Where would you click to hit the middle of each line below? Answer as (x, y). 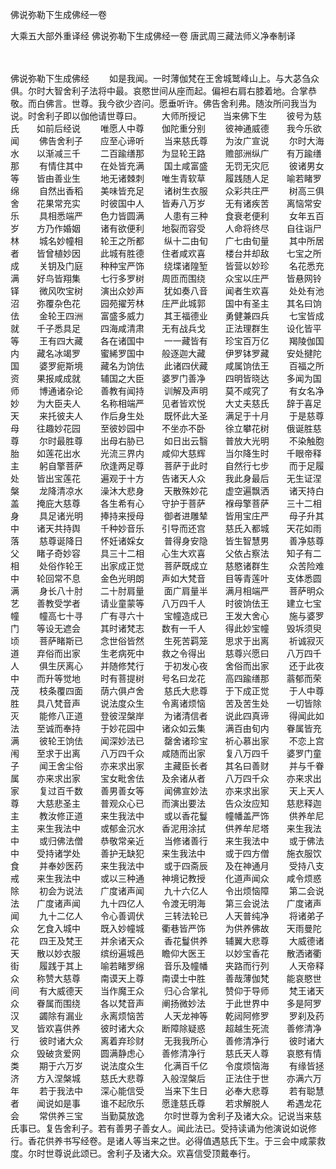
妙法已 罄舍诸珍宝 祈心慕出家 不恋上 (216, 741)
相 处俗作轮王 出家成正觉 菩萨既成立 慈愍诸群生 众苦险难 (167, 566)
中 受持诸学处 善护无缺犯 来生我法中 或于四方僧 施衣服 (161, 853)
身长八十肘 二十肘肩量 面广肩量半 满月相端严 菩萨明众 (181, 591)
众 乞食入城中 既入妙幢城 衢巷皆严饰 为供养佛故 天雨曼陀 (166, 928)
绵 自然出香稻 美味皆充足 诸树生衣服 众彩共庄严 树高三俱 (167, 191)
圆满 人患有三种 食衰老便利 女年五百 (225, 216)
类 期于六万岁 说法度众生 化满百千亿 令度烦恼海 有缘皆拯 (167, 1066)
